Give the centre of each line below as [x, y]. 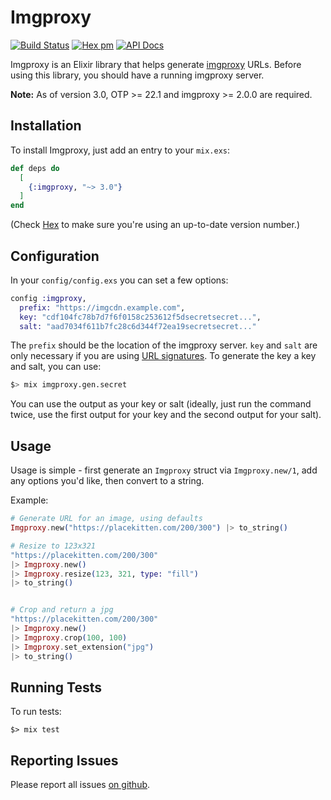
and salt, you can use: [56, 367]
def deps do [35, 168]
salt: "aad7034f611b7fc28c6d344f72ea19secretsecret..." [138, 326]
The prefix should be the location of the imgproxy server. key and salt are [164, 345]
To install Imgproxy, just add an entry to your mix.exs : [120, 150]
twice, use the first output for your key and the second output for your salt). [166, 415]
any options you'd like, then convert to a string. [107, 481]
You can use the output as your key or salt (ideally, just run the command [161, 404]
